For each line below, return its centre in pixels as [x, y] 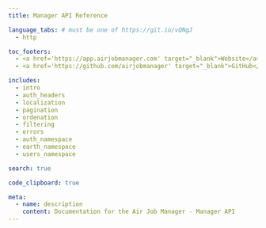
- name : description [49, 204]
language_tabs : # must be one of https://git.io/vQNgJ [101, 30]
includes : [25, 81]
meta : [17, 197]
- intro [28, 88]
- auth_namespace [44, 139]
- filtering [35, 125]
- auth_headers [40, 95]
